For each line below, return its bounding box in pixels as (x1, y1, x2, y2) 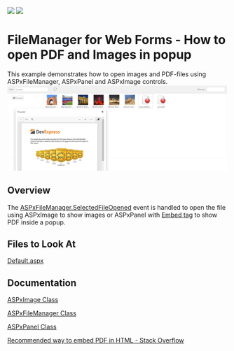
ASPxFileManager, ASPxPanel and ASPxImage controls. (7, 77, 168, 85)
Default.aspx (7, 257, 44, 265)
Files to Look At (7, 238, 76, 250)
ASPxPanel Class (7, 322, 57, 331)
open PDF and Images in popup (7, 47, 192, 63)
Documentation (7, 277, 77, 289)
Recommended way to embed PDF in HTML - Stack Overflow (7, 336, 184, 345)
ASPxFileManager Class (7, 309, 77, 317)
